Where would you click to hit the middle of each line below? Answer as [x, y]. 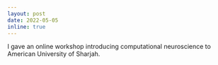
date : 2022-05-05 [33, 20]
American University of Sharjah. [54, 54]
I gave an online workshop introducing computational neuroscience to [109, 47]
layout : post [27, 14]
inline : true [27, 27]
